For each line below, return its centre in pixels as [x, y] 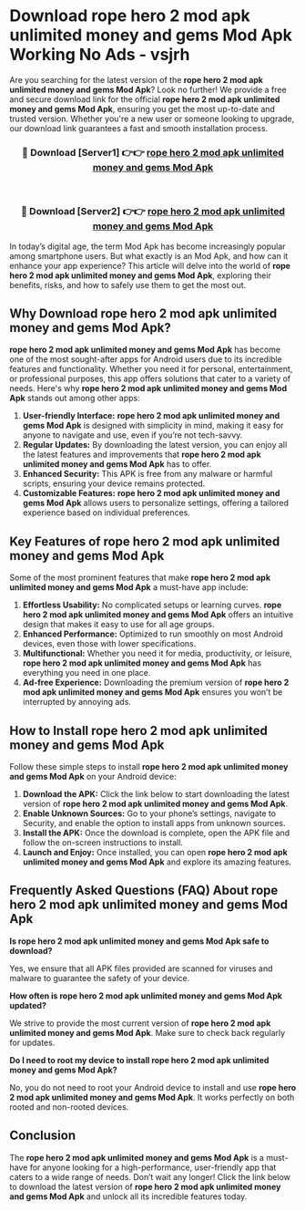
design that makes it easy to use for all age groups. [118, 625]
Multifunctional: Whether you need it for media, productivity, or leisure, [158, 654]
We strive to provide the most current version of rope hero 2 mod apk [140, 1023]
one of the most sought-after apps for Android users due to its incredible [146, 359]
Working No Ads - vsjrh [100, 55]
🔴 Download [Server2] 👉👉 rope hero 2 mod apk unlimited [153, 212]
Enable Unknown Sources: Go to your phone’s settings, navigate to [149, 813]
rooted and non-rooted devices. [69, 1107]
